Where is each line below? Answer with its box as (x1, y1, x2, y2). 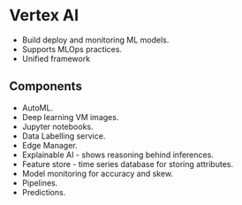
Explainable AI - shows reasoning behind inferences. (21, 149, 214, 160)
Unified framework (21, 53, 91, 64)
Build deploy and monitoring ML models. (21, 34, 170, 45)
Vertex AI (9, 5, 79, 26)
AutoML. (21, 102, 54, 113)
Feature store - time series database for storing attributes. (21, 158, 234, 169)
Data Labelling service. (21, 130, 106, 141)
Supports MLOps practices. (21, 43, 122, 54)
